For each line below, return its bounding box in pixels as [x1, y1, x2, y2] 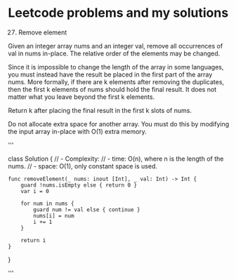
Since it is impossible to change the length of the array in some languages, [8, 62, 224, 71]
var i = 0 [20, 187, 50, 194]
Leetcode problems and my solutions [8, 5, 229, 21]
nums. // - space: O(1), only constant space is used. [8, 161, 157, 170]
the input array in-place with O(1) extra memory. [8, 127, 147, 135]
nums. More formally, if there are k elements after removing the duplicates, [8, 77, 224, 86]
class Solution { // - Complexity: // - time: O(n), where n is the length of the [8, 154, 224, 163]
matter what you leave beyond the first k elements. [8, 93, 155, 101]
